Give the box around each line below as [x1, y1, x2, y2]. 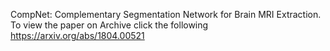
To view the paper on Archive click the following [10, 19, 209, 31]
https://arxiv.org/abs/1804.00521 [10, 30, 145, 41]
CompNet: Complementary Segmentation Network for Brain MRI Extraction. [10, 9, 322, 20]
